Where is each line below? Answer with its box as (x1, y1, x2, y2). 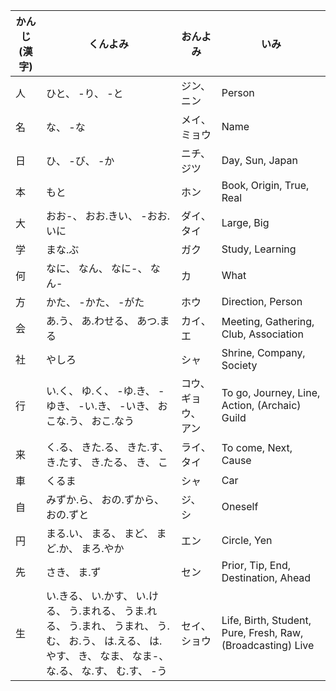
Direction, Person (221, 295, 303, 308)
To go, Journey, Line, (221, 386, 321, 399)
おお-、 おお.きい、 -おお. (46, 209, 170, 223)
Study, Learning (221, 242, 297, 256)
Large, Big (221, 216, 270, 229)
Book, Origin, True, (221, 179, 310, 192)
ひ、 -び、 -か (46, 154, 115, 168)
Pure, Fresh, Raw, (221, 626, 304, 639)
